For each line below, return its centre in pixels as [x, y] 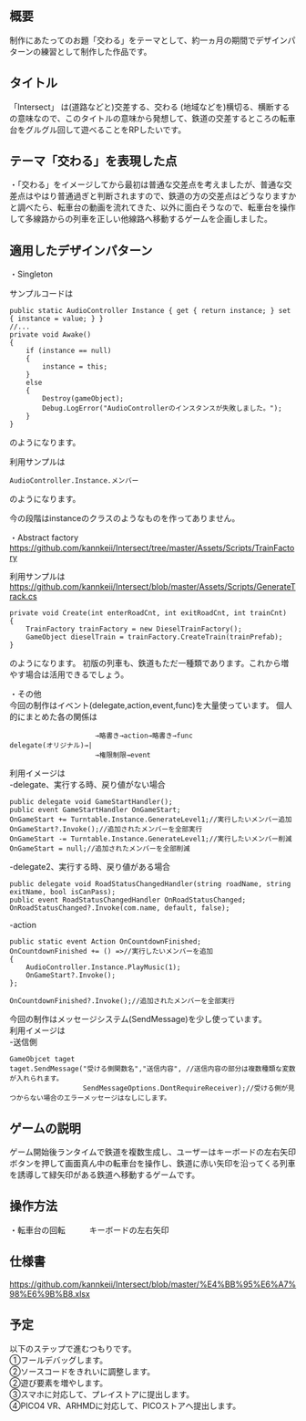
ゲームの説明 [46, 1128]
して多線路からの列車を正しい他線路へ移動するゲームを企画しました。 [141, 219]
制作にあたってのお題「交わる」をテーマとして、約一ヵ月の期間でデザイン [149, 40]
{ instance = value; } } [56, 319]
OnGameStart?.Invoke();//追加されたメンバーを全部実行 [106, 830]
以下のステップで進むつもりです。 [73, 1348]
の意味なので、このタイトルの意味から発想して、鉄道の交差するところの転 [149, 118]
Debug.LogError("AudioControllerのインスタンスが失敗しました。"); [162, 409]
